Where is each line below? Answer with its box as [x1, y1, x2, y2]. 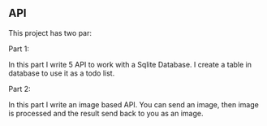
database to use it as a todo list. [8, 68, 115, 78]
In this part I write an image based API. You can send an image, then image [8, 99, 260, 109]
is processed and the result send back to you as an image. [8, 108, 204, 118]
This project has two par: [8, 28, 92, 37]
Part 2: [8, 84, 31, 93]
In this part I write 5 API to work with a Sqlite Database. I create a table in [8, 59, 252, 69]
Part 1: [8, 44, 30, 54]
